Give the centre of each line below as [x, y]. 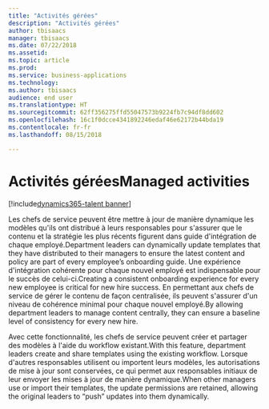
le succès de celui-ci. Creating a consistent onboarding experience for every [134, 279]
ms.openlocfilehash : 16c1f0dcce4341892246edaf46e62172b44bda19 [116, 120]
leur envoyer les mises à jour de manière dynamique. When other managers [132, 379]
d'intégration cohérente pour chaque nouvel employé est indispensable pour [134, 270]
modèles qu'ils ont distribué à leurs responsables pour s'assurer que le [125, 227]
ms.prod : [23, 68]
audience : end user [41, 98]
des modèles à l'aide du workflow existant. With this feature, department [127, 345]
